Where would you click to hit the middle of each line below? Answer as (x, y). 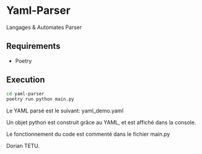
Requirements (33, 46)
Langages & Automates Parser (44, 27)
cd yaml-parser (25, 94)
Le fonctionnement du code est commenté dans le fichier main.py (88, 134)
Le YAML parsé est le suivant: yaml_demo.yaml (65, 111)
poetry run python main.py (40, 99)
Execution (26, 80)
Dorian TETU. (23, 146)
